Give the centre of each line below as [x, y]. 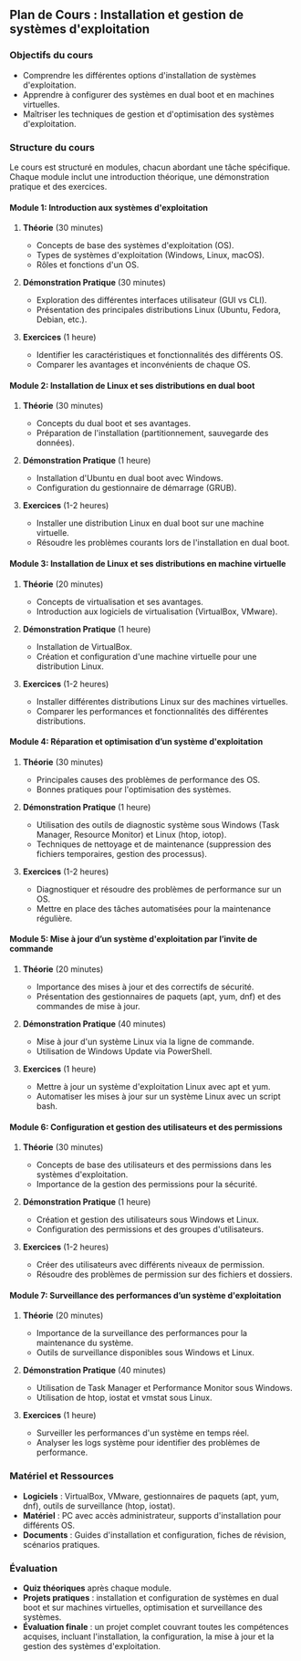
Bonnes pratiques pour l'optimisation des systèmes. [134, 789]
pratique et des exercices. [58, 186]
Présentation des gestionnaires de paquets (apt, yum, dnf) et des [158, 997]
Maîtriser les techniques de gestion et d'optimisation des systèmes [148, 114]
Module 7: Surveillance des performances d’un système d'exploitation [145, 1295]
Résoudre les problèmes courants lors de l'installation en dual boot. [163, 543]
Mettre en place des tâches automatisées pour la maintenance [154, 908]
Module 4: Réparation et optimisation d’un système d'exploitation [136, 742]
